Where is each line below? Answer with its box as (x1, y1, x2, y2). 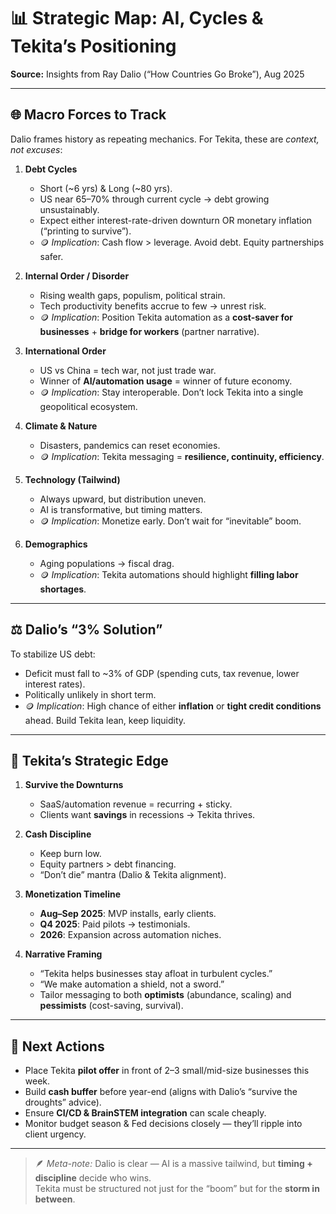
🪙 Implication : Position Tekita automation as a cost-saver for (39, 311, 293, 323)
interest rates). (24, 678, 86, 690)
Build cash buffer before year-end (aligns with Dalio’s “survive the (24, 1086, 298, 1098)
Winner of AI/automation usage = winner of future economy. (39, 375, 293, 387)
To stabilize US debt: (10, 648, 96, 660)
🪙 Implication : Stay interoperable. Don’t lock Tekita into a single (39, 386, 304, 398)
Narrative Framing (24, 948, 103, 960)
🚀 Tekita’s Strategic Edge (10, 752, 169, 769)
